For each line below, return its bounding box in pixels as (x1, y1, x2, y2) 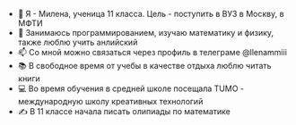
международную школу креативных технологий (17, 96, 204, 106)
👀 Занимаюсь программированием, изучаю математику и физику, (17, 28, 274, 37)
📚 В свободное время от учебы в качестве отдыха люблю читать (17, 61, 272, 71)
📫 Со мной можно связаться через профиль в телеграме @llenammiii (17, 47, 287, 57)
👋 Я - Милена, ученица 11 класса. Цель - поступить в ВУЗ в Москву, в (17, 9, 284, 19)
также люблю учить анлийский (17, 37, 138, 47)
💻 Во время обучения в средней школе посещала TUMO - (17, 83, 245, 94)
